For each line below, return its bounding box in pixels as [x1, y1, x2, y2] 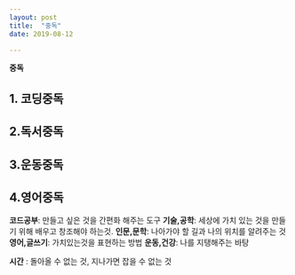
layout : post [9, 12, 58, 22]
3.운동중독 [9, 157, 64, 172]
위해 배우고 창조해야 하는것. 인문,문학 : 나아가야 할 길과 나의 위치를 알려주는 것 [18, 226, 286, 237]
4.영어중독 [9, 190, 64, 205]
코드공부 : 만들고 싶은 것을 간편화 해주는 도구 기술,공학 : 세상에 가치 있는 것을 [9, 215, 270, 226]
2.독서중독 [9, 124, 64, 139]
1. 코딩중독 [9, 90, 64, 106]
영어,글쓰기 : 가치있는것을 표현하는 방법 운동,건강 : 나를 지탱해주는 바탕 [9, 237, 250, 248]
